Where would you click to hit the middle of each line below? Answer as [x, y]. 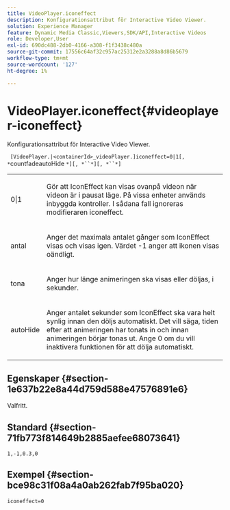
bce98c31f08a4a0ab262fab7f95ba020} [95, 486]
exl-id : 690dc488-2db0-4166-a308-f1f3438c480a [75, 45]
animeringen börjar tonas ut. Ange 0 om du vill [121, 338]
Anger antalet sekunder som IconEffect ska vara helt [131, 313]
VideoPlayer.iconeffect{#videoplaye [113, 111]
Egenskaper [34, 378]
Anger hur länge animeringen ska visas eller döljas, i [130, 279]
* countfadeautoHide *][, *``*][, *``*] [64, 164]
